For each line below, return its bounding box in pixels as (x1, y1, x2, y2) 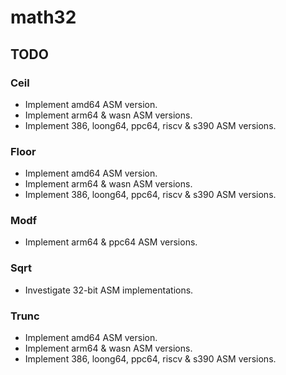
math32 (10, 6, 77, 29)
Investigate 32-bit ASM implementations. (24, 284, 194, 296)
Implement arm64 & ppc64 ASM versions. (24, 236, 198, 248)
